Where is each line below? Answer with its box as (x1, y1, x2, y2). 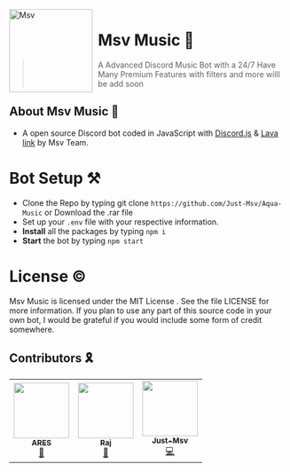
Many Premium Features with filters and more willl (98, 68, 281, 79)
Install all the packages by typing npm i (21, 225, 167, 236)
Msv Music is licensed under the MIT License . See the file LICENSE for (9, 295, 270, 306)
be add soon (98, 78, 145, 89)
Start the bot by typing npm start (21, 235, 144, 246)
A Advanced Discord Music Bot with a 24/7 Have (98, 59, 277, 70)
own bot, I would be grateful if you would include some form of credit (9, 314, 263, 325)
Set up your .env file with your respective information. (21, 216, 219, 227)
